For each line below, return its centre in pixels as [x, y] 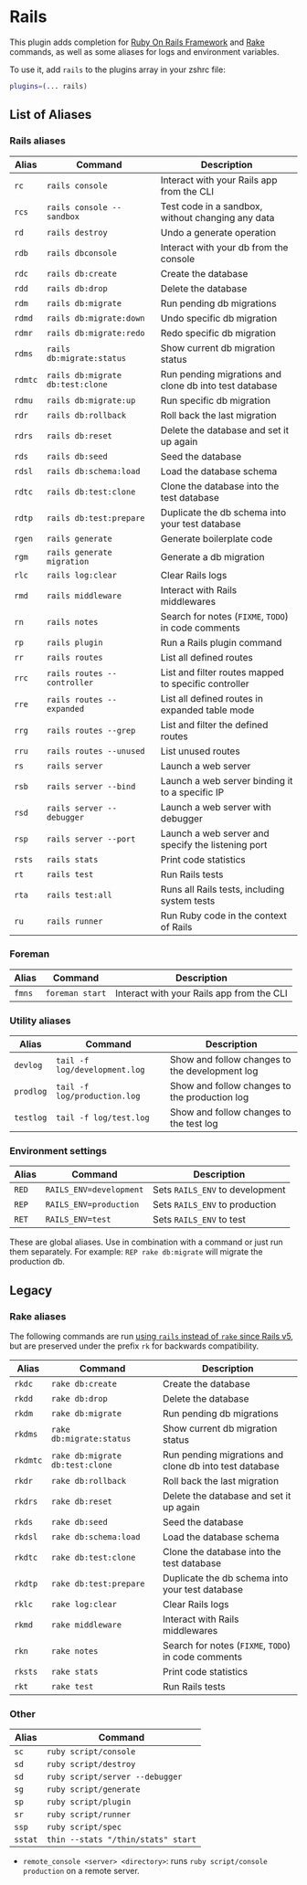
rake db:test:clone [94, 1558]
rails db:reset [79, 435]
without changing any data [217, 217]
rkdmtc [28, 1461]
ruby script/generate [93, 1790]
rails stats [72, 859]
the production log [209, 1097]
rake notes [75, 1652]
